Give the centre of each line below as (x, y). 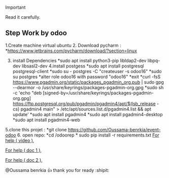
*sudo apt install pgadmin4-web (46, 120)
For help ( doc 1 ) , (24, 150)
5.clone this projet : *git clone (36, 129)
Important (15, 7)
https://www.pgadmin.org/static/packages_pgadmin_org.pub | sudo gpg (88, 82)
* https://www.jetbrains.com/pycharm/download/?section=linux (71, 51)
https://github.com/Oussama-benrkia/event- (114, 129)
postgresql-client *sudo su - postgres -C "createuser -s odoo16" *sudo (87, 71)
